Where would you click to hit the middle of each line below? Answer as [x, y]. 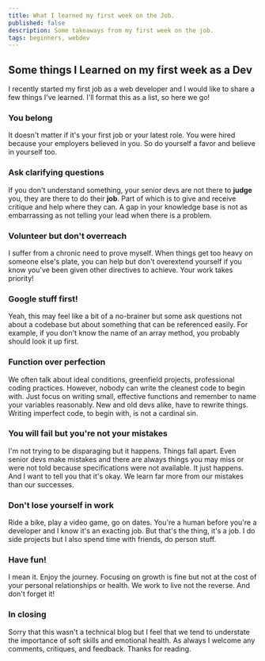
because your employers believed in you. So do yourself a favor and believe [132, 144]
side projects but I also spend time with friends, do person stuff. [112, 540]
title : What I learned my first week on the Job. [92, 15]
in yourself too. [33, 152]
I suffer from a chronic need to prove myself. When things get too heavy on [131, 253]
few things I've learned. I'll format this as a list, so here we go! [109, 98]
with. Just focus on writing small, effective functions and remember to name [132, 396]
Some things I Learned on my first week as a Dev [131, 69]
